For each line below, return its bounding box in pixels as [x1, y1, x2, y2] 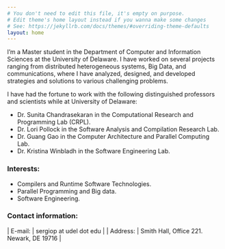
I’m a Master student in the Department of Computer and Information [7, 48, 201, 56]
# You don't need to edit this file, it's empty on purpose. [7, 10, 185, 17]
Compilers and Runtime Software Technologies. [16, 179, 152, 188]
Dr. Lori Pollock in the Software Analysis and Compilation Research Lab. [16, 125, 220, 133]
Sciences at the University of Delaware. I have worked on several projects [7, 55, 215, 64]
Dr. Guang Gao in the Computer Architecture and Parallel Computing [16, 133, 210, 141]
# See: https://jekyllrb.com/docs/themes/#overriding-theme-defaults [7, 23, 210, 29]
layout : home [7, 29, 44, 36]
